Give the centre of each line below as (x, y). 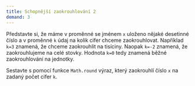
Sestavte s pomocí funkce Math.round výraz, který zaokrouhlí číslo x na (92, 70)
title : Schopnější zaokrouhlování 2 (51, 11)
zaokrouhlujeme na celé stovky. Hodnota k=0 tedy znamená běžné (86, 52)
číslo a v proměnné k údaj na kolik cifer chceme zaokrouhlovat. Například (95, 40)
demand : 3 (18, 17)
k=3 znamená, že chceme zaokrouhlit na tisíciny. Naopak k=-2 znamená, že (97, 46)
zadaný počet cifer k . (32, 77)
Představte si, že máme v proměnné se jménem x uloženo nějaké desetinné (98, 34)
